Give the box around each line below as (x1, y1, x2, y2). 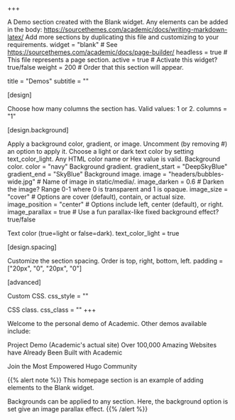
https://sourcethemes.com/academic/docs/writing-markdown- (43, 26, 228, 33)
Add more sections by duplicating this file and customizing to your (25, 33, 219, 41)
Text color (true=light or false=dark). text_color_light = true (7, 229, 180, 237)
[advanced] (7, 278, 41, 286)
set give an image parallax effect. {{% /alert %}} (7, 405, 148, 413)
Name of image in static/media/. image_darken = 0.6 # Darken (42, 177, 224, 186)
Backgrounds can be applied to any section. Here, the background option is (7, 397, 229, 406)
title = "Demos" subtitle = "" (7, 77, 89, 85)
